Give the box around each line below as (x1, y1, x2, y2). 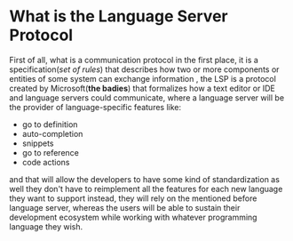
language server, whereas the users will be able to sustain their (9, 202, 241, 213)
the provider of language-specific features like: (9, 101, 182, 112)
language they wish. (9, 221, 83, 232)
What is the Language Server (9, 6, 228, 27)
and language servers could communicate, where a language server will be (9, 92, 285, 103)
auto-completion (21, 128, 83, 139)
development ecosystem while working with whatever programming (9, 212, 257, 222)
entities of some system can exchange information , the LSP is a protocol (9, 73, 277, 84)
